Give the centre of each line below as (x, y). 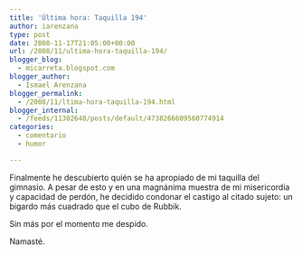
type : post (30, 34)
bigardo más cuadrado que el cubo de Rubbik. (96, 206)
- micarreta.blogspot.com (66, 69)
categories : (32, 127)
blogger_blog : (36, 60)
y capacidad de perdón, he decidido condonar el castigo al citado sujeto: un (151, 196)
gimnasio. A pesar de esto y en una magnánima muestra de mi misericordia (150, 187)
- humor (32, 144)
